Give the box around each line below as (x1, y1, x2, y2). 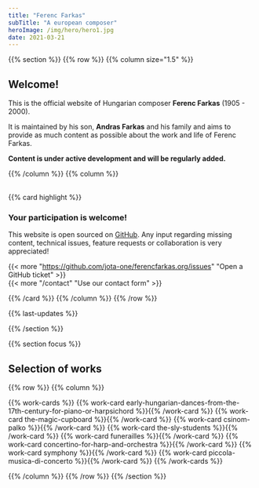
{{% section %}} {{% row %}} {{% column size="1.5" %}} (8, 55, 194, 64)
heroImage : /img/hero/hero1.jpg (8, 26, 114, 34)
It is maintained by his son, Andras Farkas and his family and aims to (8, 122, 232, 132)
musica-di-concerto (8, 457, 73, 466)
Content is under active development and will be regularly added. (8, 154, 226, 163)
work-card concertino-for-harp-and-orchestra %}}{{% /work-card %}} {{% (8, 440, 253, 450)
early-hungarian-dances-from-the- (126, 398, 240, 408)
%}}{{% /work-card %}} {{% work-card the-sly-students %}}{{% (27, 423, 238, 432)
